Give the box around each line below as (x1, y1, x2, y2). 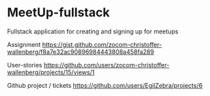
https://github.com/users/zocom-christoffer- (43, 61, 170, 69)
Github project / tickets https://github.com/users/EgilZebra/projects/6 (7, 81, 203, 89)
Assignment (7, 40, 41, 48)
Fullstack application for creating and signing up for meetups (7, 27, 179, 35)
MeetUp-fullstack (7, 5, 110, 20)
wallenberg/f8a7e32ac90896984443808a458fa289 (7, 48, 155, 56)
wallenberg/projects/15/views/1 (7, 68, 95, 76)
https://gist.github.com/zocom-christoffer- (42, 40, 162, 48)
